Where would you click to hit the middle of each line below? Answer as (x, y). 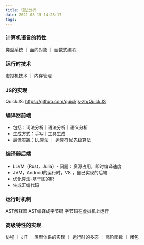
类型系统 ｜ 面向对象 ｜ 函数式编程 (41, 50)
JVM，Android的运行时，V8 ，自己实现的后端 (60, 172)
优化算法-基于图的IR (33, 179)
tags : (11, 19)
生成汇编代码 (26, 185)
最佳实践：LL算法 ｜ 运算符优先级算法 (52, 140)
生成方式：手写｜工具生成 (39, 133)
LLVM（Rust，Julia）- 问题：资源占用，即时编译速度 (67, 166)
